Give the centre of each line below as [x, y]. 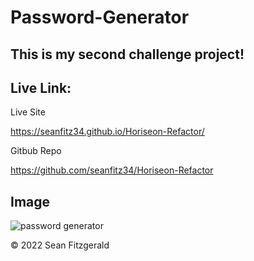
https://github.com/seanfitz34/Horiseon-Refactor [112, 170]
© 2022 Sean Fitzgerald [60, 245]
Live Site [28, 112]
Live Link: [41, 87]
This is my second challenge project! [127, 54]
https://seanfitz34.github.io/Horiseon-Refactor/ [107, 132]
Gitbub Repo [36, 151]
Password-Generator [100, 17]
